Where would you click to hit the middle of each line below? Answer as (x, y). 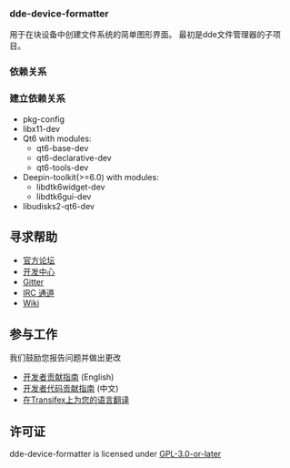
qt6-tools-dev (62, 168)
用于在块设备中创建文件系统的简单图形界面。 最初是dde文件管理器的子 (141, 35)
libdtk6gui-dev (64, 196)
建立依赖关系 (38, 98)
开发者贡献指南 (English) (68, 377)
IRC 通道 (38, 293)
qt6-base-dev (62, 148)
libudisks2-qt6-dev (59, 206)
